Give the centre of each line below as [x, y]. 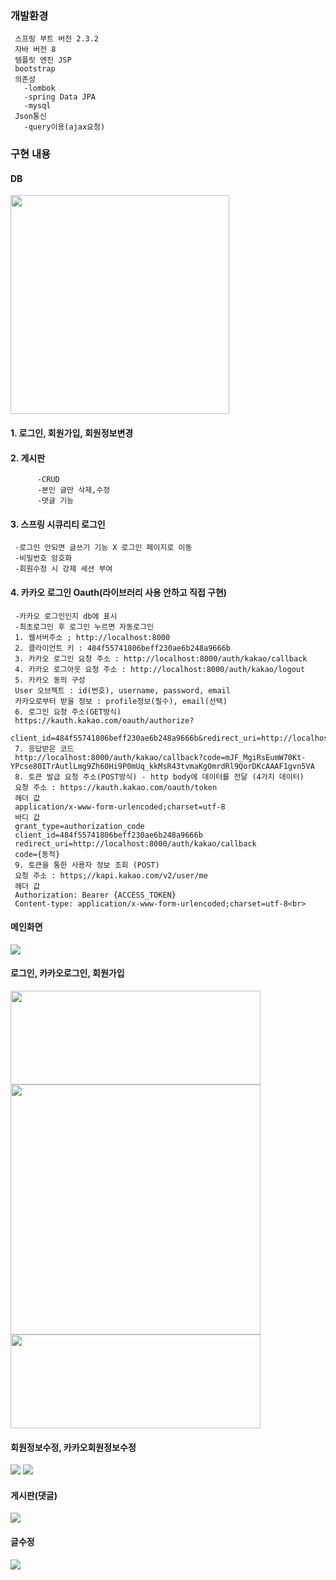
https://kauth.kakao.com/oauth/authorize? [104, 720]
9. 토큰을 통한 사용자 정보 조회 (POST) [87, 865]
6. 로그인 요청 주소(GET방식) [68, 712]
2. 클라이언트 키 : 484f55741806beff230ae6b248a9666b [123, 648]
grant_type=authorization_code [79, 826]
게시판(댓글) [34, 1495]
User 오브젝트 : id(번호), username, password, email [123, 690]
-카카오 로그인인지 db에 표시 [66, 616]
